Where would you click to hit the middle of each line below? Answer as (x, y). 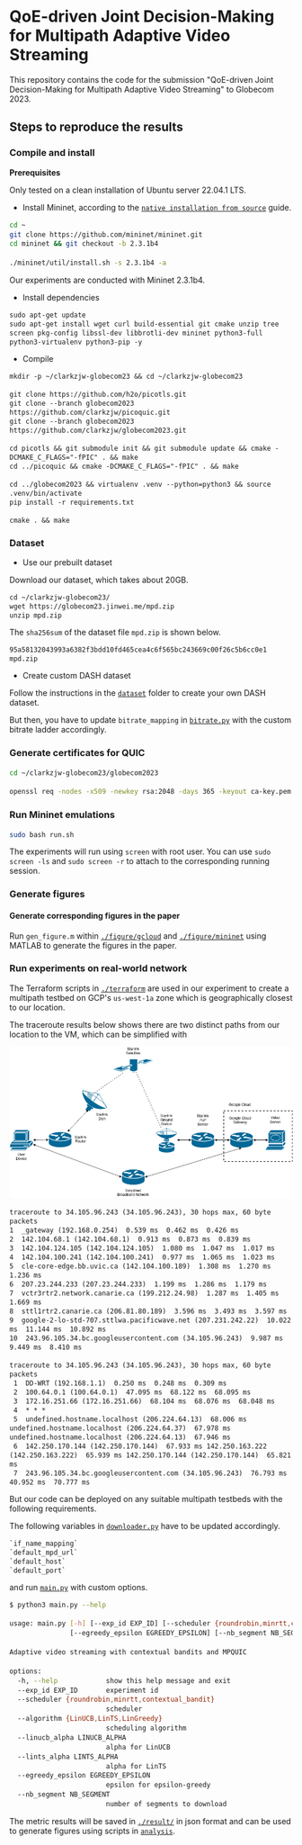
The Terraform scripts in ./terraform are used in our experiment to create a (149, 988)
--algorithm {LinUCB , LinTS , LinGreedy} (90, 1719)
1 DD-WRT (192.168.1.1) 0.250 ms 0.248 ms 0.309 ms (120, 1383)
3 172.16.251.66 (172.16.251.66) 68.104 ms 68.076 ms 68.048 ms (144, 1401)
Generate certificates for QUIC (77, 753)
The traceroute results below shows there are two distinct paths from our (145, 1024)
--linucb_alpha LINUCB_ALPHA (72, 1737)
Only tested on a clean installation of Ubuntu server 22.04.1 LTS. (128, 190)
